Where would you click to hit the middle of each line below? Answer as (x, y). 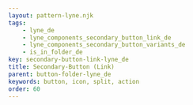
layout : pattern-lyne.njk (51, 15)
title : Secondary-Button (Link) (61, 67)
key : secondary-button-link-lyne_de (68, 60)
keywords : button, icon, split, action (74, 81)
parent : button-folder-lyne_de (60, 74)
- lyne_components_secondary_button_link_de (97, 37)
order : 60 (25, 89)
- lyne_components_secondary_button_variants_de (104, 45)
